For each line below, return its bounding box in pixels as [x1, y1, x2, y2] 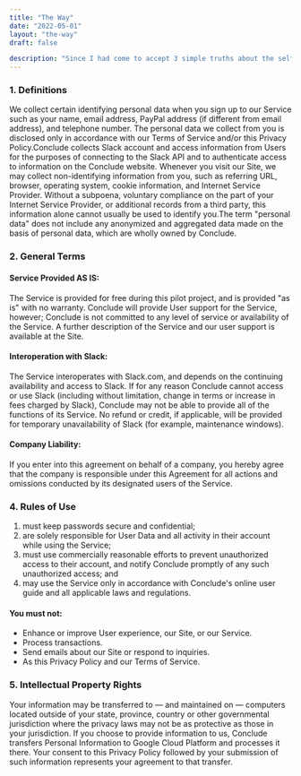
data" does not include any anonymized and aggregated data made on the [9, 219, 284, 229]
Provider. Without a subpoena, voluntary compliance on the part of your [9, 190, 275, 201]
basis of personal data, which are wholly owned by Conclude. [9, 228, 237, 238]
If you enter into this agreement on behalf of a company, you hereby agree [9, 459, 284, 470]
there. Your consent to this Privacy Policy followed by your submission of [9, 746, 279, 757]
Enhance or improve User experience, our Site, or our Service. [21, 628, 253, 639]
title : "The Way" [9, 13, 74, 22]
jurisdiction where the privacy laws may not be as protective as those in [9, 718, 274, 729]
